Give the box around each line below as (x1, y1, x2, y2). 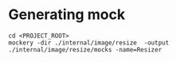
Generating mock (8, 6, 126, 24)
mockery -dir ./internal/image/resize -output (8, 38, 170, 47)
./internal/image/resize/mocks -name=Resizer (8, 45, 162, 53)
